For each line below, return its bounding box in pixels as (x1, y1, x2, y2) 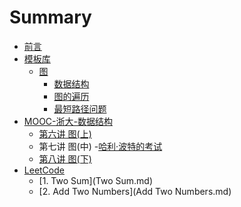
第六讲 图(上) (38, 127, 92, 140)
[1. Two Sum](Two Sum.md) (38, 174, 153, 186)
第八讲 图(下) (38, 152, 92, 165)
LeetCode (23, 164, 65, 176)
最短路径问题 (53, 102, 107, 115)
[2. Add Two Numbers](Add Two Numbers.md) (38, 185, 232, 197)
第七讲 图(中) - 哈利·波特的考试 (38, 140, 163, 152)
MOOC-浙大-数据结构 (23, 115, 113, 127)
